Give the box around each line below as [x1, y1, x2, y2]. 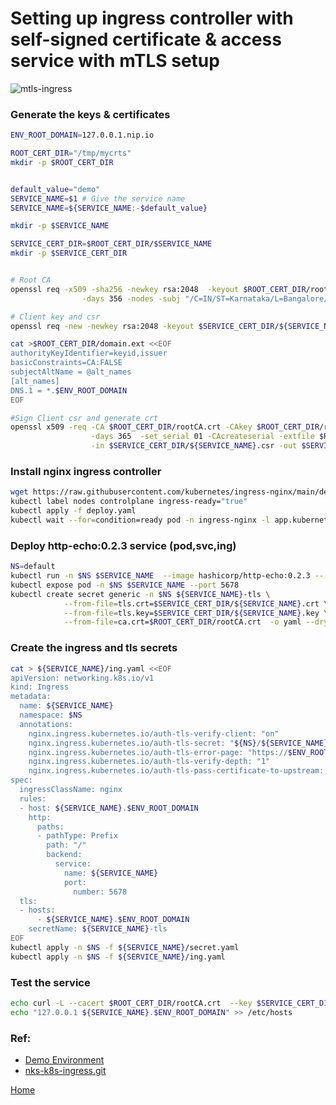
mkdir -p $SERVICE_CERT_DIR [10, 248, 128, 259]
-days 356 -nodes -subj [81, 293, 182, 304]
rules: [19, 793, 47, 804]
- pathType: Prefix [36, 831, 118, 841]
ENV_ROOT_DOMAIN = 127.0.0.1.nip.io [10, 130, 155, 141]
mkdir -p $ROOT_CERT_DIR [10, 157, 114, 167]
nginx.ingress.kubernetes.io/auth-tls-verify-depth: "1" [28, 757, 271, 767]
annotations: [19, 719, 74, 729]
